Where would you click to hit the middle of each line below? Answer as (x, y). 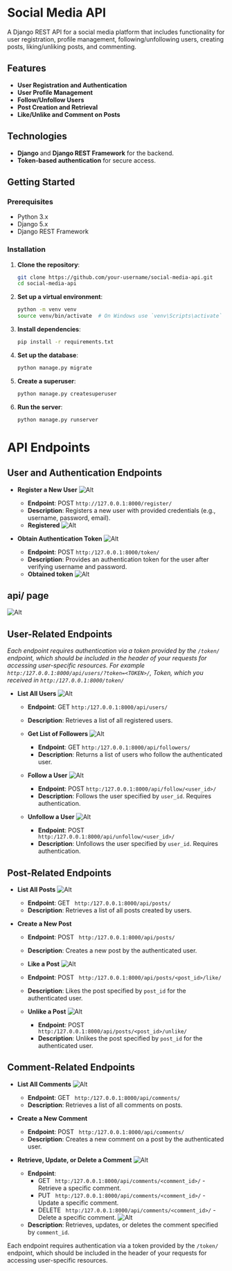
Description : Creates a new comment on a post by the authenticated (126, 1139)
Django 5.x (33, 224)
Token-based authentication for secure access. (86, 160)
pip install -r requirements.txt (65, 342)
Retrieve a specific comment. (80, 1188)
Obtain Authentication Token (60, 539)
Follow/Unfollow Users (51, 100)
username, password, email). (69, 518)
